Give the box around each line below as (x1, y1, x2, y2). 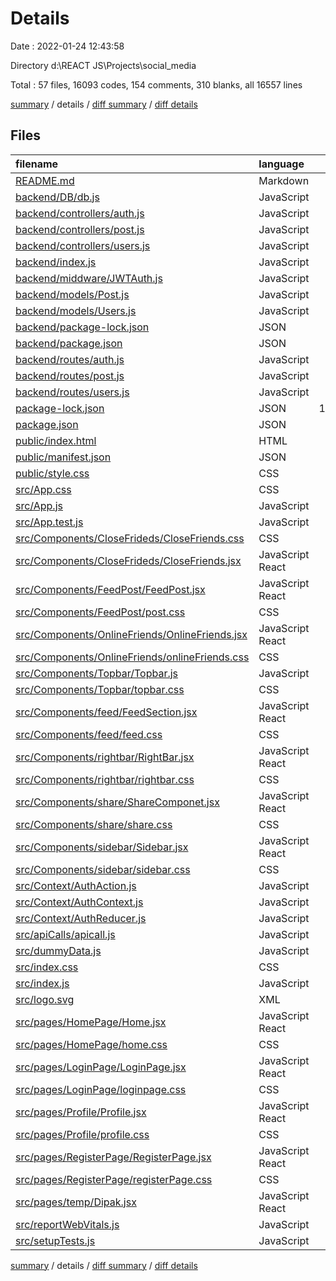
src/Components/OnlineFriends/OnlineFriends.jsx (15, 627, 248, 641)
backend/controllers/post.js (15, 222, 145, 236)
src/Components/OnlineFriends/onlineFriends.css (15, 650, 250, 664)
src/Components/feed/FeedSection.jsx (15, 705, 198, 719)
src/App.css (15, 482, 72, 496)
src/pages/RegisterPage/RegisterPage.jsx (15, 1150, 212, 1164)
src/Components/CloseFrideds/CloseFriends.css (15, 531, 245, 545)
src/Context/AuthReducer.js (15, 911, 147, 925)
